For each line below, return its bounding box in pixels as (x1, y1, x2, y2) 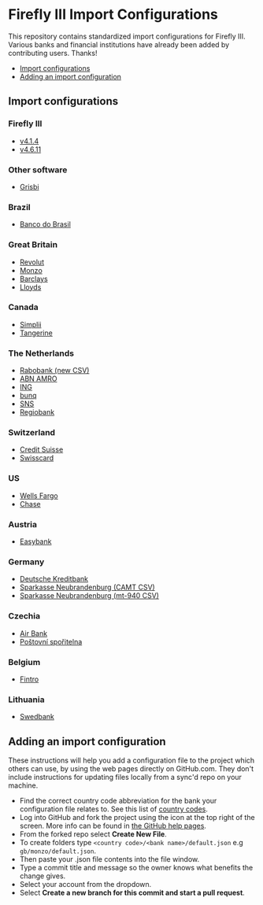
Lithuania (8, 694, 45, 705)
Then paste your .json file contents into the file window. (19, 855, 200, 863)
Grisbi (19, 182, 39, 191)
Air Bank (19, 628, 48, 638)
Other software (8, 164, 68, 175)
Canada (8, 301, 39, 312)
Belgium (8, 656, 41, 667)
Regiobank (19, 408, 55, 417)
